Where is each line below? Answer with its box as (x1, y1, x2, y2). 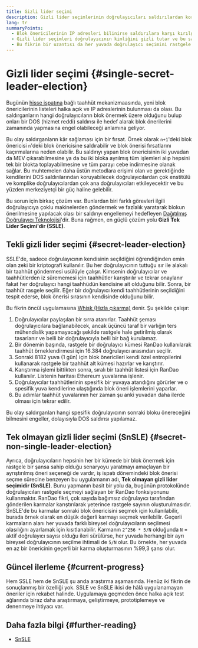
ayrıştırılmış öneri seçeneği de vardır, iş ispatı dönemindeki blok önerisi (6, 470, 178, 477)
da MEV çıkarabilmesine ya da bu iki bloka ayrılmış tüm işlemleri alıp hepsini (6, 154, 190, 161)
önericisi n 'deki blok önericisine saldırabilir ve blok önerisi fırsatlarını (6, 142, 171, 149)
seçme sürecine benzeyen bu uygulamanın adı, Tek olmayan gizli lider (6, 476, 178, 483)
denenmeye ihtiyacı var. (6, 603, 64, 610)
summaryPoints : (6, 25, 44, 31)
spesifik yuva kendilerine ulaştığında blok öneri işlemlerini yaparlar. (14, 385, 178, 392)
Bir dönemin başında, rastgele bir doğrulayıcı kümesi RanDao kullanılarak (14, 341, 192, 348)
